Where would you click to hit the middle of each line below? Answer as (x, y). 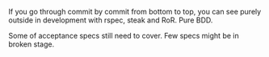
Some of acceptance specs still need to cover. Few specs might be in (124, 36)
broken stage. (32, 44)
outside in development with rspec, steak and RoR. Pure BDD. (111, 20)
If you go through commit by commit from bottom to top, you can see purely (135, 12)
